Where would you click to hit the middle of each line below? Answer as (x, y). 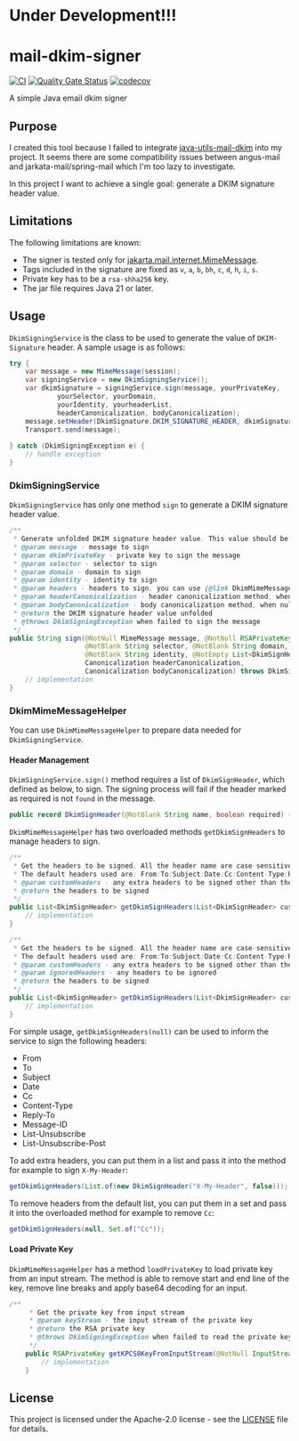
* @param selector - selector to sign (85, 563)
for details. (29, 1429)
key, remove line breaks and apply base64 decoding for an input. (128, 1288)
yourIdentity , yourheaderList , (115, 405)
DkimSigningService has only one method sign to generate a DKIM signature (149, 505)
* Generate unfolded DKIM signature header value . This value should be (151, 539)
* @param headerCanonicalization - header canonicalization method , (143, 597)
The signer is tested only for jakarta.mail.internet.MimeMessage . (140, 260)
